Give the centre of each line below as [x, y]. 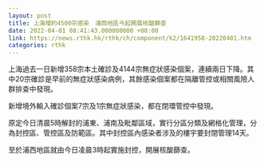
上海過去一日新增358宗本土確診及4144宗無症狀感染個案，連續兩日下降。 [128, 69]
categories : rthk [37, 45]
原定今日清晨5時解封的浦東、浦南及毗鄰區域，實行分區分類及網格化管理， [129, 123]
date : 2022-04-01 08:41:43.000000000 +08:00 [83, 30]
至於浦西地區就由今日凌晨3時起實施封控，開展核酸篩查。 [101, 150]
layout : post [30, 16]
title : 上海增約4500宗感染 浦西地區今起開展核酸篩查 [87, 23]
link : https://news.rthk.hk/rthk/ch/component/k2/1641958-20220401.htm [130, 38]
